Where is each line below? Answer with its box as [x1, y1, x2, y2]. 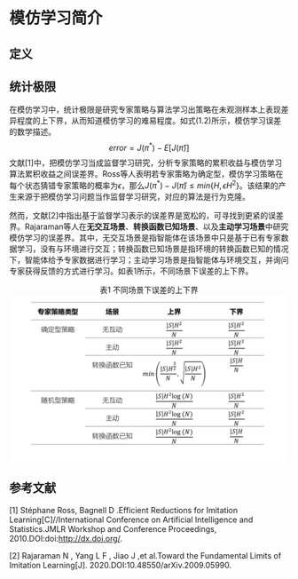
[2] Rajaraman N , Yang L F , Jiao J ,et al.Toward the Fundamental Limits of [9, 550, 282, 560]
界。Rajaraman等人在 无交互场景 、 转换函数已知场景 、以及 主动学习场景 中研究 [9, 221, 289, 232]
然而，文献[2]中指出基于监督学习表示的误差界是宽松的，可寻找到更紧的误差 [9, 210, 284, 220]
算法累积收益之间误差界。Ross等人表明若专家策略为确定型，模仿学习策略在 [9, 169, 284, 179]
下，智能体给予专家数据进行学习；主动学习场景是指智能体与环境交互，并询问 [9, 254, 289, 265]
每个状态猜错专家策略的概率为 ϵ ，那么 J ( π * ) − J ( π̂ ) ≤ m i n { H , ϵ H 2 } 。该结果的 [9, 178, 278, 191]
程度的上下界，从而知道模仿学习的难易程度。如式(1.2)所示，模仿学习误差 [16, 115, 282, 126]
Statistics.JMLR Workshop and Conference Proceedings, [9, 523, 217, 534]
